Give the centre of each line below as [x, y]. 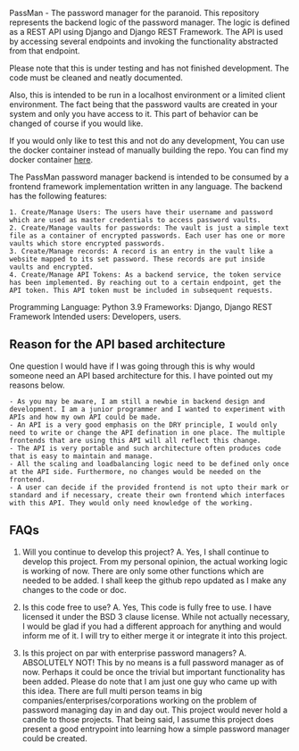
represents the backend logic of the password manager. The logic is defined [149, 22]
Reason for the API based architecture [117, 344]
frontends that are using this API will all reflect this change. [135, 440]
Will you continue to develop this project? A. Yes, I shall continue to [145, 552]
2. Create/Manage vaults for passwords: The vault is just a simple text [149, 228]
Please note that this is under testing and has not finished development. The [149, 68]
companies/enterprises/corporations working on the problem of [139, 700]
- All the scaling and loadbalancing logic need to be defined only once [149, 463]
